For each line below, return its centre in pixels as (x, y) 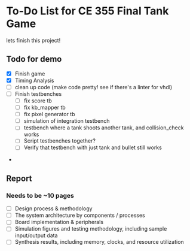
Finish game (30, 74)
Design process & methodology (53, 208)
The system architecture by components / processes (80, 215)
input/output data (36, 235)
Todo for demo (34, 59)
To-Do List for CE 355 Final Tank (88, 11)
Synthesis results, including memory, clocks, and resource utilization (99, 242)
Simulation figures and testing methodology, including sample (91, 229)
